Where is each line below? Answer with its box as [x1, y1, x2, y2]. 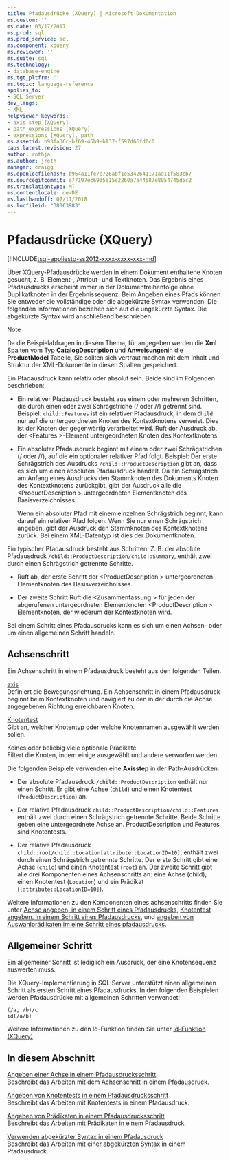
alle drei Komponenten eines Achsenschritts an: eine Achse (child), [16, 870, 207, 879]
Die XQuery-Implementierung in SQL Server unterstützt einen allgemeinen [7, 979, 216, 987]
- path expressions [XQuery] [7, 125, 91, 132]
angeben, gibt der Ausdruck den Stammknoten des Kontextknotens [16, 524, 208, 532]
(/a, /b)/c [7, 1007, 38, 1014]
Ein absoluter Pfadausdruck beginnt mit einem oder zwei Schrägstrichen [16, 444, 222, 453]
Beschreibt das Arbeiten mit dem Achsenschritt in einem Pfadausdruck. [7, 1078, 209, 1086]
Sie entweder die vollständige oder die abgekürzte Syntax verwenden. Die [7, 297, 218, 305]
